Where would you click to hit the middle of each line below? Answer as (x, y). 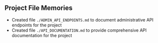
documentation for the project (42, 35)
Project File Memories (39, 8)
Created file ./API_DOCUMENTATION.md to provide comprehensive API (79, 30)
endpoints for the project (37, 25)
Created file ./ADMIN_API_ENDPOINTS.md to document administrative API (82, 20)
